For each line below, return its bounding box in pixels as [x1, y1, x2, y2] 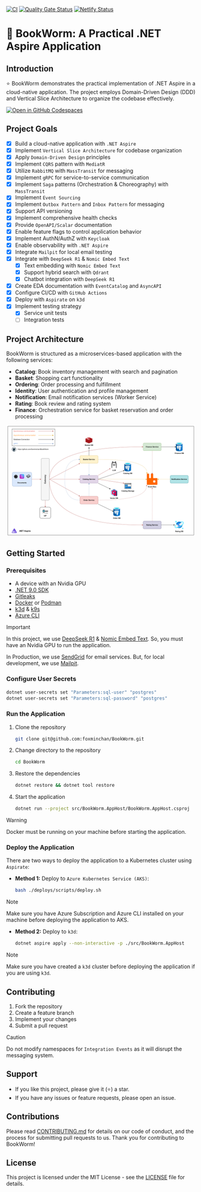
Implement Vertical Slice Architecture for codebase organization [14, 146, 182, 154]
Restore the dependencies [14, 770, 80, 777]
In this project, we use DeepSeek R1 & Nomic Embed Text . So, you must [6, 635, 184, 642]
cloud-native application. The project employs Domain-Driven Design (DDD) [6, 88, 196, 96]
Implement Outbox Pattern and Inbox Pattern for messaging [14, 200, 165, 208]
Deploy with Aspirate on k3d [14, 296, 85, 303]
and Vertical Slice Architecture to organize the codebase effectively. [6, 95, 175, 102]
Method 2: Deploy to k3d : [14, 928, 78, 936]
